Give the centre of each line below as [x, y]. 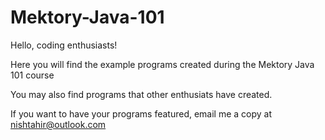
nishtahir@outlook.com [58, 124]
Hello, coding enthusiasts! [64, 45]
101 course [32, 75]
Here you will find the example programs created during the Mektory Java [162, 64]
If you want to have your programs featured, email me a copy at [141, 113]
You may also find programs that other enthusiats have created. [141, 94]
